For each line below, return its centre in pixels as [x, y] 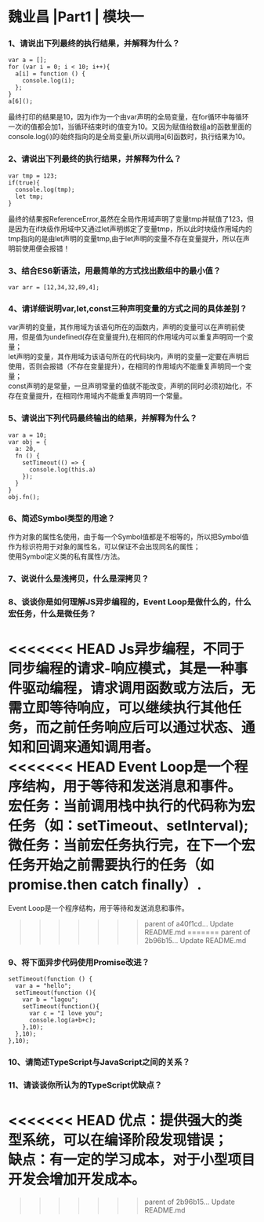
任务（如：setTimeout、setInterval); [128, 826]
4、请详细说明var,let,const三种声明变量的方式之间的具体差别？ [128, 308]
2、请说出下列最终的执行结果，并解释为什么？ [95, 159]
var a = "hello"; [43, 986]
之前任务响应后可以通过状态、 [146, 728]
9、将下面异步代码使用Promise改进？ [79, 962]
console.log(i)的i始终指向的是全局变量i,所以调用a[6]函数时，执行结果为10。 [129, 137]
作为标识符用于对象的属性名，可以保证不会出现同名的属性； [104, 546]
